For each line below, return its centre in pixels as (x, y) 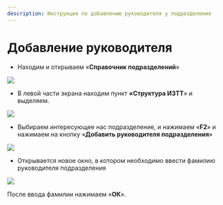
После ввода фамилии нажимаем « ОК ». (67, 194)
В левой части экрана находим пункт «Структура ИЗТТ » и (105, 93)
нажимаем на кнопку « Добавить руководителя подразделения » (115, 134)
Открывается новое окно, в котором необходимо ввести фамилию (116, 160)
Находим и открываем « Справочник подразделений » (98, 67)
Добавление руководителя (90, 47)
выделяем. (33, 100)
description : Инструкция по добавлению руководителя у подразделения (109, 13)
